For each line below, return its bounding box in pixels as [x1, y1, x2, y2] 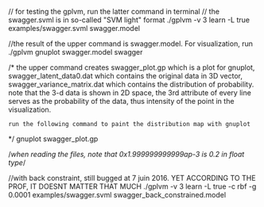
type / [8, 158, 26, 167]
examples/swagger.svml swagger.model [8, 24, 141, 33]
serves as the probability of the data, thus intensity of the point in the [8, 97, 235, 105]
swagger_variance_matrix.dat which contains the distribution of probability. [8, 79, 254, 89]
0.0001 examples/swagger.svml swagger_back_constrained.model [8, 190, 227, 199]
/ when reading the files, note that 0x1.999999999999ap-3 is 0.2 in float [8, 150, 245, 159]
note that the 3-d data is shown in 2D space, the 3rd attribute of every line [8, 88, 252, 98]
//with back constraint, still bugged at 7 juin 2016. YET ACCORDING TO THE [8, 174, 256, 182]
